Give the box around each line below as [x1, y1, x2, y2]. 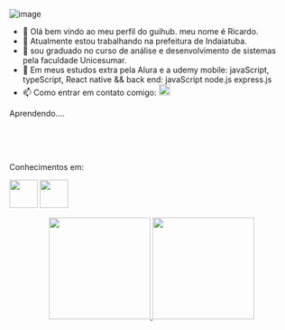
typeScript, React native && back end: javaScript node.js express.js [22, 74, 272, 85]
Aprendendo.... [9, 108, 65, 118]
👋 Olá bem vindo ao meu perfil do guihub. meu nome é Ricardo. [22, 26, 259, 36]
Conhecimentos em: [9, 162, 85, 172]
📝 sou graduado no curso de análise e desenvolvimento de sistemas [22, 45, 277, 56]
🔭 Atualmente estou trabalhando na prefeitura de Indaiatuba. [22, 36, 248, 46]
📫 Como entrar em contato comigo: [22, 87, 157, 98]
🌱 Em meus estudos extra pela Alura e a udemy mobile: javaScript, [22, 64, 270, 75]
